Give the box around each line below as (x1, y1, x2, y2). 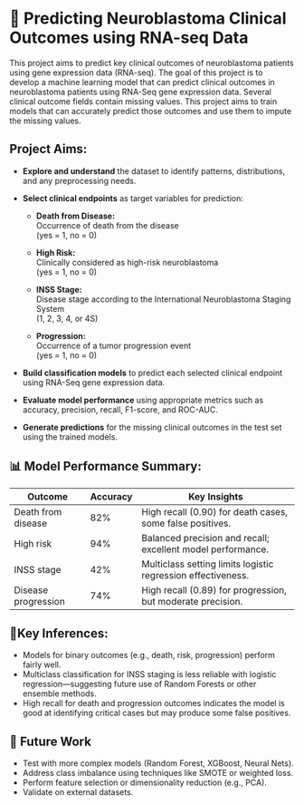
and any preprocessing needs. (22, 175, 137, 186)
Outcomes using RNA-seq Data (9, 27, 249, 48)
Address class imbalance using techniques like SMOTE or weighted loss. (22, 768, 294, 779)
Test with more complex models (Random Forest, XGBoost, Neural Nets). (22, 758, 294, 769)
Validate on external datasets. (22, 787, 134, 798)
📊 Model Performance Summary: (9, 459, 202, 474)
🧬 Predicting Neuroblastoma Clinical (9, 8, 287, 29)
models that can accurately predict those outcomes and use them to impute (9, 105, 292, 116)
